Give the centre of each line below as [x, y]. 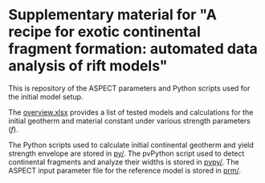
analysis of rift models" [88, 66]
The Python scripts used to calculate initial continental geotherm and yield [131, 144]
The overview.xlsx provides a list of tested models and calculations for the [131, 112]
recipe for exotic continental [104, 32]
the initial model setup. [46, 96]
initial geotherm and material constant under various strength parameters [129, 120]
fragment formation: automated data [133, 49]
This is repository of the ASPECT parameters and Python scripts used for [129, 88]
